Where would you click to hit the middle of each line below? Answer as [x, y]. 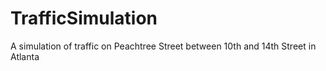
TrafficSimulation [84, 18]
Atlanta [25, 56]
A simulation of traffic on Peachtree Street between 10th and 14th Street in [163, 46]
